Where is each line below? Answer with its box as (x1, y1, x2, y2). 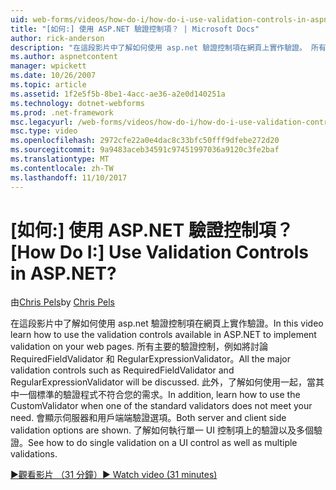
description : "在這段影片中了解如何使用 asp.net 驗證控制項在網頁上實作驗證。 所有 (10, 42, 327, 53)
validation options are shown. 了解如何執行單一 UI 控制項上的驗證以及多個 (10, 424, 314, 436)
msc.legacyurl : (10, 117, 74, 127)
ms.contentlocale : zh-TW (10, 163, 114, 173)
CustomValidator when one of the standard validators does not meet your (10, 400, 313, 412)
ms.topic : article (10, 80, 87, 90)
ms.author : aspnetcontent (10, 52, 118, 62)
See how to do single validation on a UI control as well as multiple (28, 437, 298, 449)
